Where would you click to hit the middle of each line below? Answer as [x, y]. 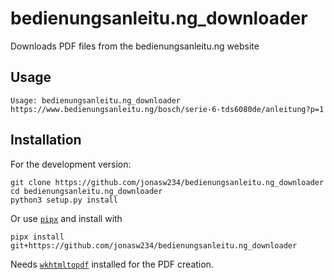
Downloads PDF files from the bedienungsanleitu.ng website [135, 46]
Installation [46, 140]
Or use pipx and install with [66, 218]
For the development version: [71, 164]
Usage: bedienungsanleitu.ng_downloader [96, 100]
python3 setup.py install [64, 200]
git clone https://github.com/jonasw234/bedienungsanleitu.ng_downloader [167, 182]
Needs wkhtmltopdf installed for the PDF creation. [112, 264]
